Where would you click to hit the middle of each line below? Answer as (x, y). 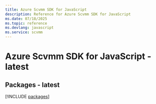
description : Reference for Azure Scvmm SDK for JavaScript (68, 14)
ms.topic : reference (26, 23)
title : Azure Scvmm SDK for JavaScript (46, 10)
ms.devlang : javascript (30, 28)
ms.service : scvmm (24, 32)
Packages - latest (32, 85)
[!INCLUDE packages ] (27, 96)
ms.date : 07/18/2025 (26, 19)
